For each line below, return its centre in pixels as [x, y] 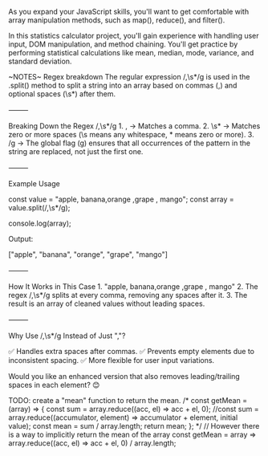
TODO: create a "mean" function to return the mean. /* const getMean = [128, 400]
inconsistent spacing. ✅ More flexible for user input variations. [112, 360]
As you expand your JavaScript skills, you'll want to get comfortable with [129, 12]
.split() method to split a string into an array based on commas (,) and [123, 85]
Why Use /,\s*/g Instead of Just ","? [67, 336]
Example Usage [34, 183]
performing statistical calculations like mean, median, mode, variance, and [131, 53]
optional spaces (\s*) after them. [62, 94]
